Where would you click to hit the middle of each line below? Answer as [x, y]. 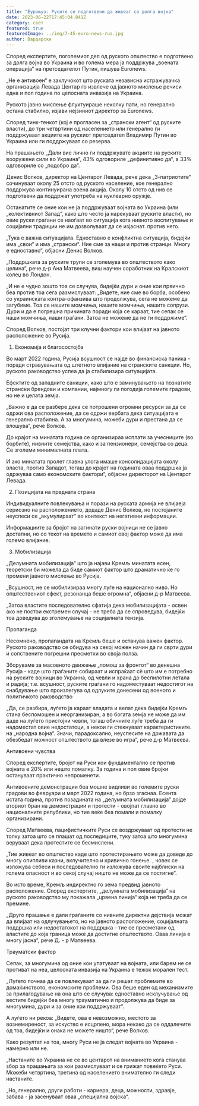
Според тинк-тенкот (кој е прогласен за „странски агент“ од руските [94, 122]
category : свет [25, 23]
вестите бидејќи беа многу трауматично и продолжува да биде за [91, 1000]
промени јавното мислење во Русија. [54, 576]
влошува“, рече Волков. [36, 426]
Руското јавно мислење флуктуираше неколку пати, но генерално [91, 104]
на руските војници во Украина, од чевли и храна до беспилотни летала [98, 678]
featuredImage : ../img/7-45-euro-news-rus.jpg [65, 34]
